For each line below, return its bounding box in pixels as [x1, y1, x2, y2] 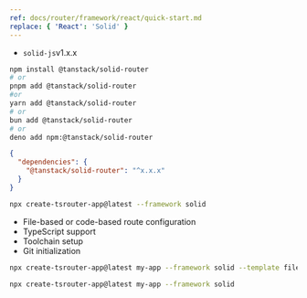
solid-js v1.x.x [22, 47, 78, 58]
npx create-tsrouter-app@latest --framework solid [9, 199, 206, 208]
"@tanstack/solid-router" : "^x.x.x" [26, 166, 166, 176]
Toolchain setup [22, 235, 84, 247]
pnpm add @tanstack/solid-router [9, 81, 137, 91]
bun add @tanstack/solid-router [9, 115, 132, 124]
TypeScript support [22, 226, 96, 237]
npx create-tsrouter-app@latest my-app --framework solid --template [9, 262, 281, 272]
